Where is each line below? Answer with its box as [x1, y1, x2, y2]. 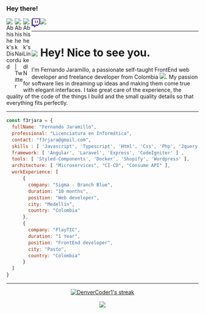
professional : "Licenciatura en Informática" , [12, 130, 132, 137]
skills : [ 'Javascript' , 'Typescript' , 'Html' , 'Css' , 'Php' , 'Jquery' [12, 143, 201, 149]
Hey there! [6, 4, 38, 13]
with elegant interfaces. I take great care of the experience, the [23, 87, 182, 94]
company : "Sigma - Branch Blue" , [28, 182, 113, 188]
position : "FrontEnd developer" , [28, 240, 113, 246]
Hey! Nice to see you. [40, 46, 151, 60]
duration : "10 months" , [28, 188, 88, 194]
